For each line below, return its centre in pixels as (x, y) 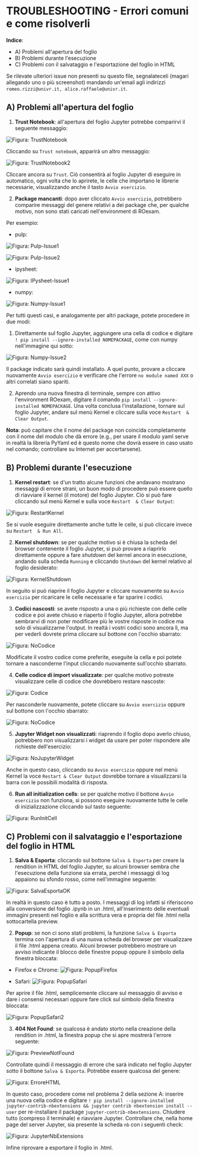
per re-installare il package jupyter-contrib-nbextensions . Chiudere (102, 1112)
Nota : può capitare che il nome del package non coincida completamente (96, 430)
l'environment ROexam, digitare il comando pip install (83, 399)
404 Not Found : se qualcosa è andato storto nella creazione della (95, 1029)
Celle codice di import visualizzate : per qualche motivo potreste (94, 675)
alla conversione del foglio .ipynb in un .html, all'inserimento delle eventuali (98, 909)
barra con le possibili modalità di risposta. (57, 782)
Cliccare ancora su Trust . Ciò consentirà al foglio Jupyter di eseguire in (94, 174)
